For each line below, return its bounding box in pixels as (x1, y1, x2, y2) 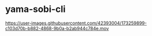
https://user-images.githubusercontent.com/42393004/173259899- (5, 20, 147, 26)
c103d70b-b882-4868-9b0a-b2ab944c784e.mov (5, 25, 109, 31)
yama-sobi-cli (5, 3, 66, 15)
